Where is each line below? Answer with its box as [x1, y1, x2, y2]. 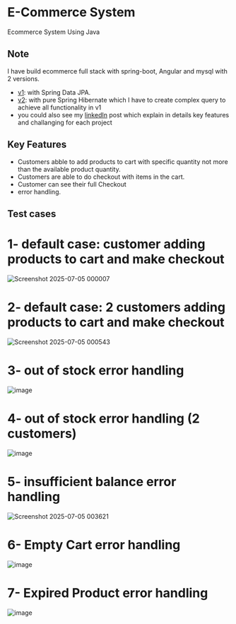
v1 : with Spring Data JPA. [17, 88, 91, 96]
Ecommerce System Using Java [7, 28, 100, 36]
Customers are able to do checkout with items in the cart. [17, 172, 185, 181]
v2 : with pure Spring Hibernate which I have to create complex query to [17, 95, 226, 104]
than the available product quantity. [17, 165, 122, 173]
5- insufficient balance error [7, 473, 177, 490]
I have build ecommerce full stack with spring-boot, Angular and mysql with [7, 66, 228, 75]
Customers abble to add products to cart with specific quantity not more [17, 157, 228, 166]
